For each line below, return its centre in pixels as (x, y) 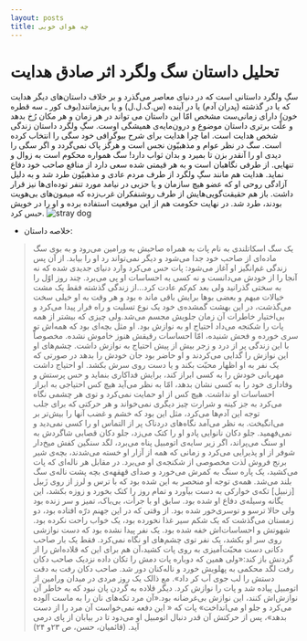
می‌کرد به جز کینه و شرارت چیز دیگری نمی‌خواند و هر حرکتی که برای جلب (157, 404)
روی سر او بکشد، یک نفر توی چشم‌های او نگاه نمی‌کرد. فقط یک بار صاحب (157, 540)
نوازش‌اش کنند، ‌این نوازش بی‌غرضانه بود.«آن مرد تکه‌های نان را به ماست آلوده (165, 598)
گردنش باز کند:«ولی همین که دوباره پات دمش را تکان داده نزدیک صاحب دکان (163, 559)
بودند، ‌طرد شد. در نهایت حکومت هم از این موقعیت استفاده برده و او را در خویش (146, 204)
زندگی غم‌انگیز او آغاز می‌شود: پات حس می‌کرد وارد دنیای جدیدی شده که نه (159, 268)
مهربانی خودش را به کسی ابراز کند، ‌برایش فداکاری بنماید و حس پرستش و (158, 374)
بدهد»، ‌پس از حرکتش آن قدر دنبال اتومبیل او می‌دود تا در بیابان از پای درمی (159, 617)
